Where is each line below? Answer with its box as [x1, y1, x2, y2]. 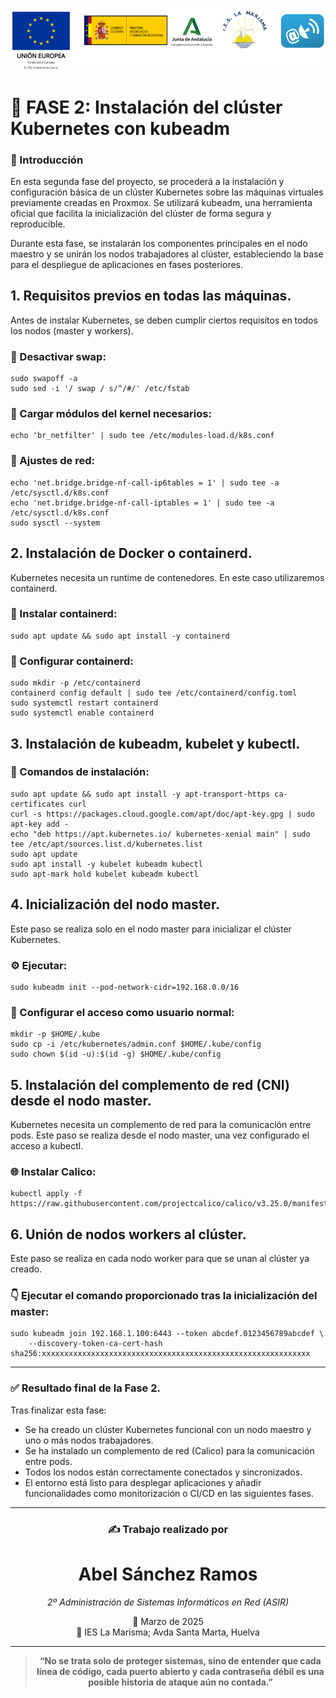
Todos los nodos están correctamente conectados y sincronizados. [24, 1466, 303, 1478]
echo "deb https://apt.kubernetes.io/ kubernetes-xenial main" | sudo [10, 829, 311, 839]
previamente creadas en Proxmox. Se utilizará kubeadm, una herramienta [10, 197, 313, 208]
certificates [10, 799, 65, 809]
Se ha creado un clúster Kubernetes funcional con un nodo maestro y [24, 1423, 312, 1435]
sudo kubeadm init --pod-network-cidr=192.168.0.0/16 [10, 982, 240, 992]
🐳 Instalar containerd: [10, 607, 118, 621]
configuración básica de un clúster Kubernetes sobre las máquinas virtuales [10, 186, 324, 198]
